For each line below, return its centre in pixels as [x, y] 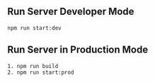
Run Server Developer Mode [71, 12]
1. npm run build [33, 66]
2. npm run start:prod [41, 72]
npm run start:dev [34, 28]
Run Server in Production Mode [78, 50]
